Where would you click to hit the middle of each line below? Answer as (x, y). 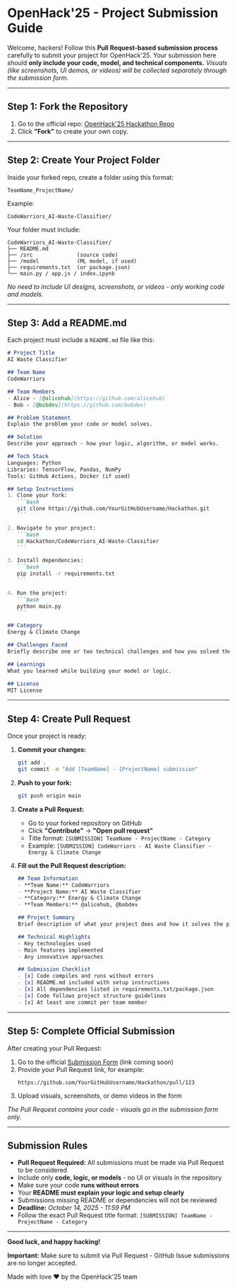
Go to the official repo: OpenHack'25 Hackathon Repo (96, 124)
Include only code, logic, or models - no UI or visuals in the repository (120, 1178)
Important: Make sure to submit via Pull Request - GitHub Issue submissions (119, 1255)
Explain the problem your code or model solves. (80, 424)
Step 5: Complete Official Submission (91, 1031)
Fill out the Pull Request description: (72, 865)
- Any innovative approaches (60, 957)
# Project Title (31, 353)
